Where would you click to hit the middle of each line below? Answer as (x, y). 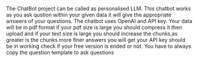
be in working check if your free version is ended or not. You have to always (99, 46)
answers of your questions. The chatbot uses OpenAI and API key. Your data (99, 21)
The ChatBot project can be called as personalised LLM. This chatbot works (98, 9)
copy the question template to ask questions (60, 52)
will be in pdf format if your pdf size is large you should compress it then (94, 27)
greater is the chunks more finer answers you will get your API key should (96, 40)
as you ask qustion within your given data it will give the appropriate (89, 15)
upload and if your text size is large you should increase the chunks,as (92, 34)
